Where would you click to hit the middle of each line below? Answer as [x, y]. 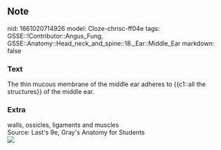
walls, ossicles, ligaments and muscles [63, 125]
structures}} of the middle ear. [51, 92]
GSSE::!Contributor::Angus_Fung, [55, 36]
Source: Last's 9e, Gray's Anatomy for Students [76, 132]
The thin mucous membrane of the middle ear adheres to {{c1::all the [107, 84]
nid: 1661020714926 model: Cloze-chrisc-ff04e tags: [83, 28]
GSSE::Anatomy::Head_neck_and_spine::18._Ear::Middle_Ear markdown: [111, 43]
